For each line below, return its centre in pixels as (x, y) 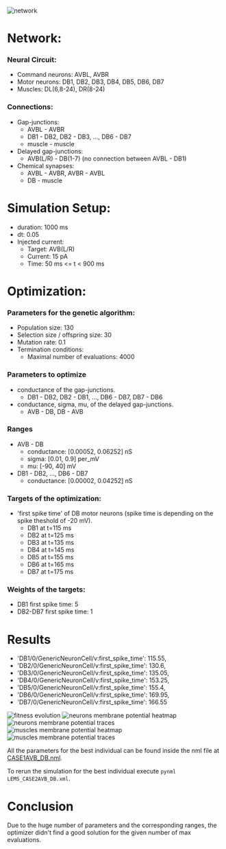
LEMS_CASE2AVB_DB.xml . (39, 778)
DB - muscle (45, 180)
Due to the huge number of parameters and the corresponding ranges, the (112, 825)
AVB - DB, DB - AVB (55, 411)
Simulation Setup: (59, 208)
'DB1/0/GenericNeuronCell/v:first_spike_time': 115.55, (91, 658)
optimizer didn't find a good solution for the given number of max (99, 833)
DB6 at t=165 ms (50, 565)
